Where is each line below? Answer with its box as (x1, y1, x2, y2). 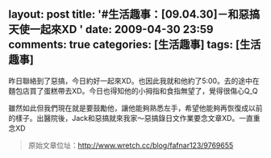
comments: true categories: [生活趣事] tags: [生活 (8, 38, 261, 52)
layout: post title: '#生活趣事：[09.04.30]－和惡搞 (8, 7, 261, 22)
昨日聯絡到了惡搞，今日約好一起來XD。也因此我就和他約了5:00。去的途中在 (8, 76, 260, 85)
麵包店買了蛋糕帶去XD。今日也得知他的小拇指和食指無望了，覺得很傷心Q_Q (8, 85, 258, 95)
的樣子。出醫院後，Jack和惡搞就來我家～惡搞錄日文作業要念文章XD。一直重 (8, 113, 261, 123)
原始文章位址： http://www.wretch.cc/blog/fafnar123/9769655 (27, 140, 234, 150)
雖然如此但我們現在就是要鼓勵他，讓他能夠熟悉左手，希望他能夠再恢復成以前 (8, 103, 263, 113)
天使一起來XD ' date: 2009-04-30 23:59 (8, 23, 214, 36)
